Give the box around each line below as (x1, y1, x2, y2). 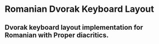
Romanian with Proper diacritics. (4, 31, 109, 39)
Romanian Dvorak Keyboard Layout (4, 3, 154, 15)
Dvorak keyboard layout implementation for (4, 23, 143, 32)
